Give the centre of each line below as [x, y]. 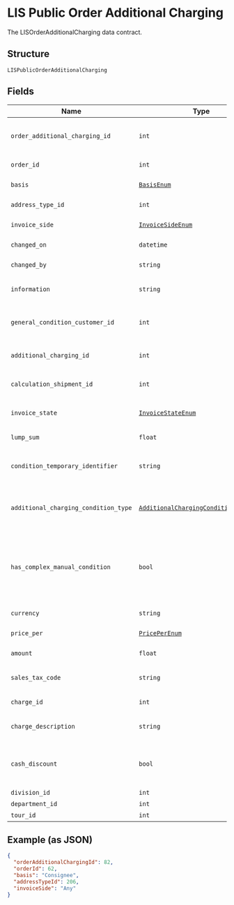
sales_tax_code [36, 678]
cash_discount [34, 764]
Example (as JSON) [50, 840]
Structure [29, 54]
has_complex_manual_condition [61, 567]
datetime [153, 245]
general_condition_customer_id [63, 322]
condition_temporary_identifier [64, 466]
